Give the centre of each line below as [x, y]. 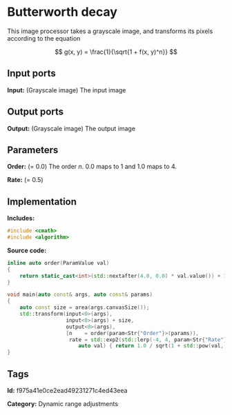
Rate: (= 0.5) [25, 180]
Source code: [27, 250]
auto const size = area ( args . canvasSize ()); [85, 307]
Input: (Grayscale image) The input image [67, 90]
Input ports [32, 73]
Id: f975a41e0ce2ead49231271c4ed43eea [67, 391]
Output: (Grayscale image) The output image [71, 128]
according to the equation [44, 38]
